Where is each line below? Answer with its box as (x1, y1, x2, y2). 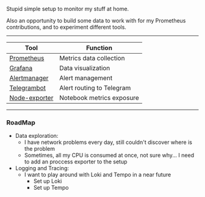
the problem (24, 145, 55, 152)
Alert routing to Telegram (59, 84, 131, 92)
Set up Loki (33, 177, 62, 185)
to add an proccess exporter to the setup (24, 158, 128, 165)
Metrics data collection (59, 54, 125, 62)
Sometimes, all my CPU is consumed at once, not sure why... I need (24, 152, 194, 159)
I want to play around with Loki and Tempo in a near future (24, 171, 171, 179)
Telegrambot (9, 84, 46, 92)
